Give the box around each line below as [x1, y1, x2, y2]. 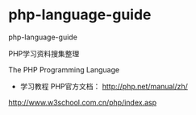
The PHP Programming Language [8, 64, 119, 74]
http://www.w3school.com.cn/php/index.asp [8, 97, 157, 107]
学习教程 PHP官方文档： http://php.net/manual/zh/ [19, 81, 188, 91]
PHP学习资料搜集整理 [8, 48, 80, 58]
